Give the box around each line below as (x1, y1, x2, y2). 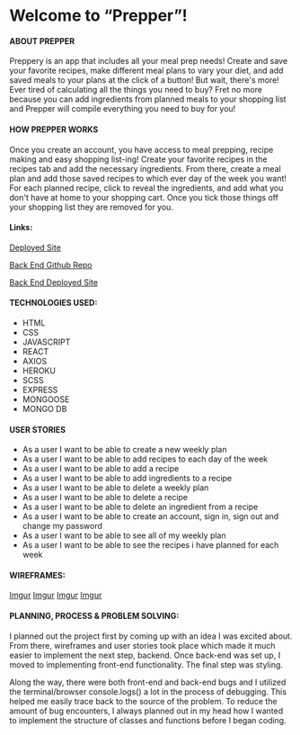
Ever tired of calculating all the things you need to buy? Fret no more (9, 85, 263, 95)
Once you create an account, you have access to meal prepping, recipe (9, 144, 274, 155)
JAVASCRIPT (22, 336, 71, 347)
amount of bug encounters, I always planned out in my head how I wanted (9, 705, 284, 716)
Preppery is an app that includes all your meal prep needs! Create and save (9, 56, 288, 67)
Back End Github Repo (9, 259, 93, 270)
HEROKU (22, 365, 57, 376)
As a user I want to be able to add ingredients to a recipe (22, 473, 233, 484)
